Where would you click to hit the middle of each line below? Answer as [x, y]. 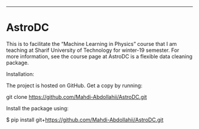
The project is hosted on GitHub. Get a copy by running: [74, 85]
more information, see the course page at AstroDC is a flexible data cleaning [99, 56]
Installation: [20, 74]
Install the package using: [38, 108]
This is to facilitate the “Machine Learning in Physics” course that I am [92, 44]
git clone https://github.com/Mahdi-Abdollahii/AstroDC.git [76, 97]
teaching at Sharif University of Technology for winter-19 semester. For [93, 50]
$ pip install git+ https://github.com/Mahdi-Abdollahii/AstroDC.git [85, 120]
